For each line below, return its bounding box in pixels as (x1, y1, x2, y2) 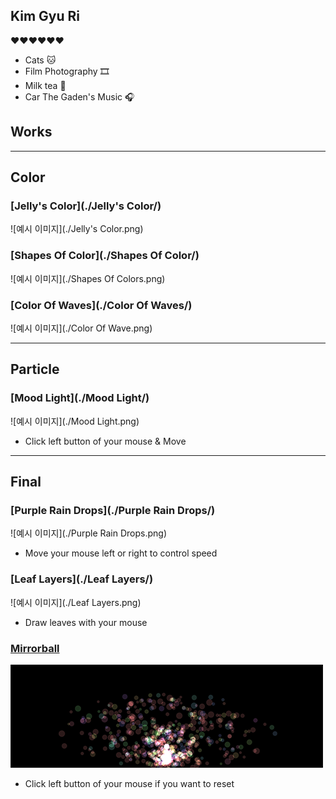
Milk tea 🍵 (24, 79, 67, 91)
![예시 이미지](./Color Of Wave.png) (10, 322, 153, 334)
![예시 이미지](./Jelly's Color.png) (10, 223, 144, 235)
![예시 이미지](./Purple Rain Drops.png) (10, 527, 168, 539)
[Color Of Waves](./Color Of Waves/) (10, 298, 193, 312)
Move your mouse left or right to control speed (24, 547, 218, 559)
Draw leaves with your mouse (24, 616, 148, 628)
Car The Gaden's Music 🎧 (24, 90, 135, 103)
